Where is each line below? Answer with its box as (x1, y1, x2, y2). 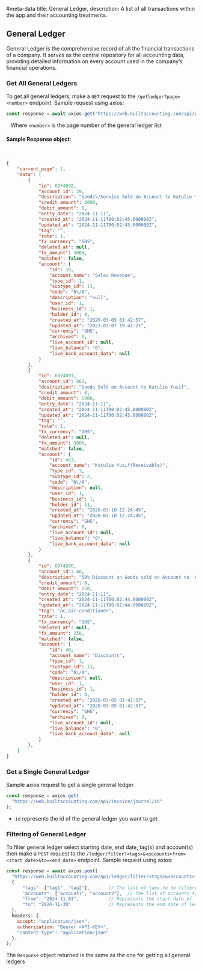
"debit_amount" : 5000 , (38, 395, 96, 401)
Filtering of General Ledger (6, 830, 87, 838)
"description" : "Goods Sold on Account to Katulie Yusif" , (38, 384, 189, 390)
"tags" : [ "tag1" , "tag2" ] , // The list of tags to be (22, 884, 176, 891)
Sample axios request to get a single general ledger (6, 781, 134, 789)
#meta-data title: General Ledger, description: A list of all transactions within (6, 5, 195, 12)
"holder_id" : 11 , (49, 502, 93, 508)
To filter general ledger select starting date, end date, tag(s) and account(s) (6, 843, 194, 851)
